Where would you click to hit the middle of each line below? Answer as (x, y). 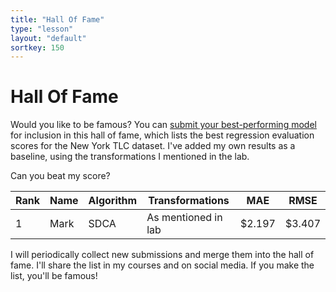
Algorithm (113, 201)
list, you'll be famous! (54, 276)
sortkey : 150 (37, 47)
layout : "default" (48, 38)
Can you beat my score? (60, 176)
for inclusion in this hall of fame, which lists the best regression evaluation (162, 135)
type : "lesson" (42, 29)
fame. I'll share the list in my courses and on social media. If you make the (162, 265)
